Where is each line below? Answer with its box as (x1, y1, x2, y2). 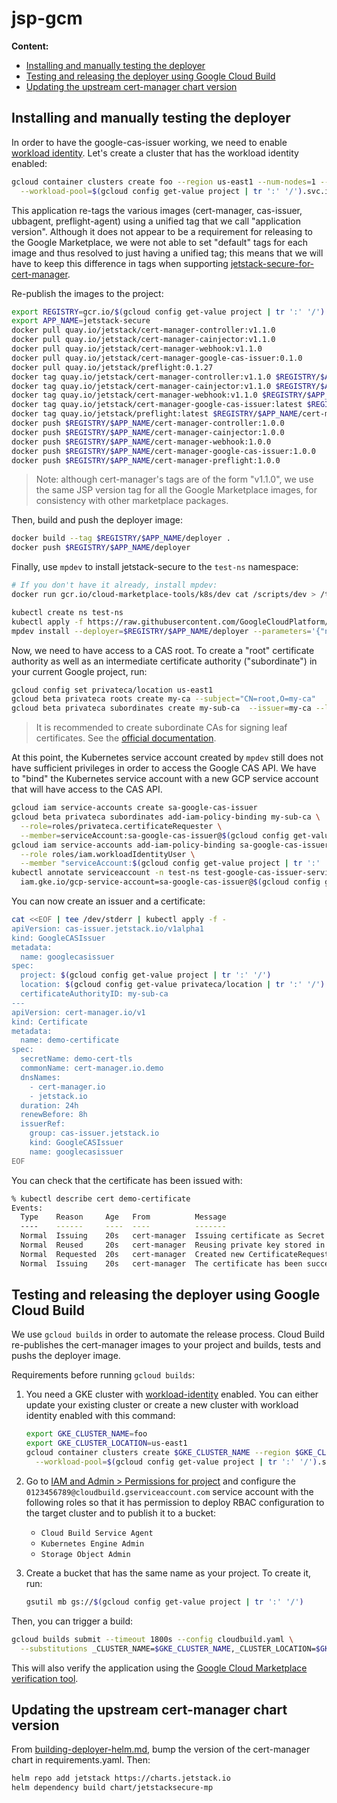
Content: (11, 40, 49, 52)
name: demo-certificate (20, 1035, 119, 1046)
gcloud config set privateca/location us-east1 (11, 685, 214, 695)
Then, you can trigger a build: (11, 1615, 134, 1627)
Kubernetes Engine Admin (40, 1538, 145, 1549)
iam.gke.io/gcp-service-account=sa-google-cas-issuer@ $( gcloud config (20, 877, 321, 887)
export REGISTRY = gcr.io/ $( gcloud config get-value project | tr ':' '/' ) (11, 307, 326, 317)
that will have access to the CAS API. (11, 783, 163, 796)
